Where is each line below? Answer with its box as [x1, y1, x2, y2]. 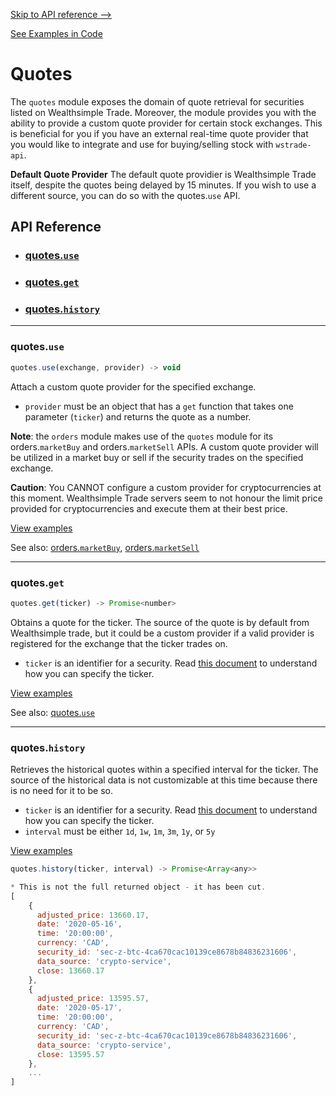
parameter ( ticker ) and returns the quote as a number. [24, 410, 252, 423]
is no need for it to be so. [10, 785, 113, 797]
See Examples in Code [10, 28, 103, 39]
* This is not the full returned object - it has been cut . [10, 882, 267, 892]
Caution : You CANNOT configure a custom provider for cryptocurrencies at [10, 481, 322, 493]
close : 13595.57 [36, 1049, 105, 1059]
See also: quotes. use [10, 706, 96, 718]
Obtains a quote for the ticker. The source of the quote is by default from [10, 616, 310, 628]
